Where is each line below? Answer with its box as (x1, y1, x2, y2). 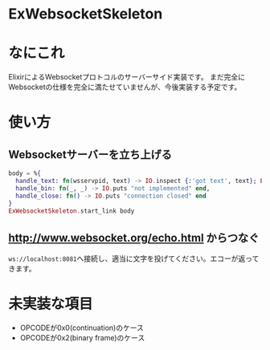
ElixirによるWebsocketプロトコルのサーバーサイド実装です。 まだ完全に (8, 72, 245, 82)
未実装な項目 (8, 295, 94, 313)
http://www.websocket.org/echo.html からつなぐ (8, 230, 260, 245)
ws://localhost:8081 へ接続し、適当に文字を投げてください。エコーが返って (8, 254, 260, 263)
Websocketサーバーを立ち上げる (8, 148, 173, 161)
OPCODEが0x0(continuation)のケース (19, 323, 145, 333)
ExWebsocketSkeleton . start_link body (8, 206, 135, 215)
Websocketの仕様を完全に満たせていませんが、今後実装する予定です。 (8, 82, 242, 92)
